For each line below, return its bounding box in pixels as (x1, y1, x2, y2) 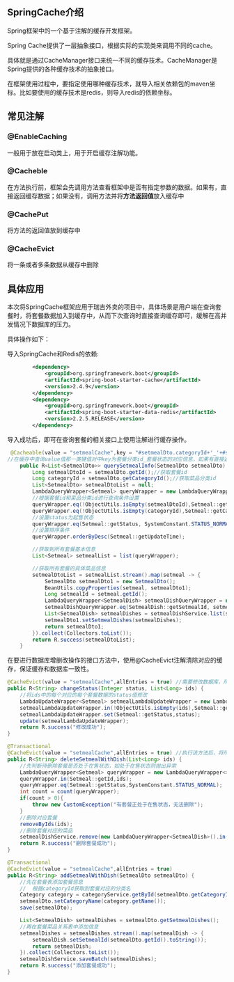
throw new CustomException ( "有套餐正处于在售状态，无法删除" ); (32, 801, 204, 809)
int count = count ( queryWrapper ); (19, 789, 120, 795)
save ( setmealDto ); (19, 904, 73, 912)
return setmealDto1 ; (44, 623, 104, 630)
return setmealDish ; (32, 942, 92, 950)
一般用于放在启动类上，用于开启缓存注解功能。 (7, 148, 141, 157)
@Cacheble (7, 166, 48, 176)
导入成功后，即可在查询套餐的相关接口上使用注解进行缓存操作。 (7, 435, 190, 443)
